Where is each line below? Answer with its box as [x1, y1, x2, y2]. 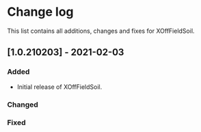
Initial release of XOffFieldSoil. [16, 83, 103, 91]
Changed [7, 100, 39, 109]
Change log [7, 4, 74, 20]
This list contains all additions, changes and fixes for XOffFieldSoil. [7, 27, 195, 35]
